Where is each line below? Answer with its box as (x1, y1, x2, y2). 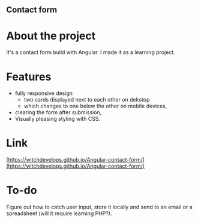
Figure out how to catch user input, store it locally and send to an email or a (6, 204, 193, 211)
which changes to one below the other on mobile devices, (23, 102, 167, 110)
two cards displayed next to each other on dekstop (23, 96, 150, 103)
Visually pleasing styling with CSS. (14, 115, 101, 123)
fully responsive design (14, 90, 73, 97)
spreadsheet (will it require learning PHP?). (6, 210, 112, 217)
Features (6, 70, 52, 84)
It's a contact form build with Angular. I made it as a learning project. (6, 49, 175, 56)
